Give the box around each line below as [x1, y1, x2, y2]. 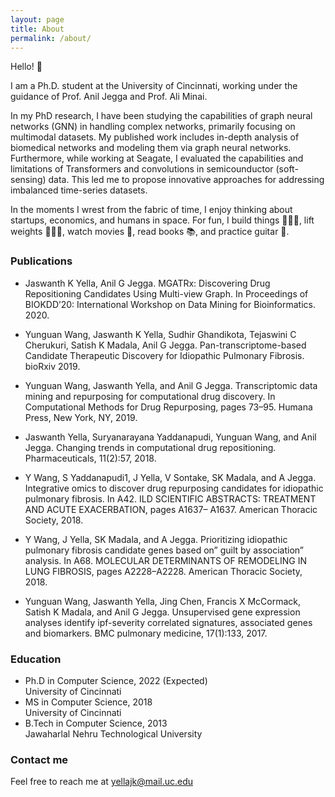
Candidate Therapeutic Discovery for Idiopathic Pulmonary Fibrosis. [24, 349, 305, 361]
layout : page [10, 14, 65, 25]
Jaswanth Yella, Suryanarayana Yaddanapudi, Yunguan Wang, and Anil [24, 431, 317, 443]
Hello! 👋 [10, 61, 43, 73]
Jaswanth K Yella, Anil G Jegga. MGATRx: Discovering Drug [24, 277, 271, 289]
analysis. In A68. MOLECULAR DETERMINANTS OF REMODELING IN [24, 554, 307, 566]
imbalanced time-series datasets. [10, 184, 148, 196]
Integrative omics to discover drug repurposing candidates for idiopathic [24, 482, 324, 494]
